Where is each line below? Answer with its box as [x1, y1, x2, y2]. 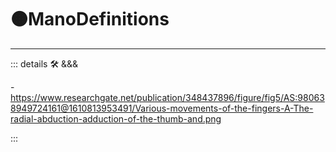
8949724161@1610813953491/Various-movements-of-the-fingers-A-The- [10, 102, 314, 114]
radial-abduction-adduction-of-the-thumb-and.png [10, 112, 222, 125]
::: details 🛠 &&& [10, 57, 79, 70]
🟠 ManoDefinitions [10, 8, 170, 31]
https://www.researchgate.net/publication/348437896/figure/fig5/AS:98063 [10, 91, 325, 103]
